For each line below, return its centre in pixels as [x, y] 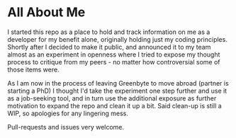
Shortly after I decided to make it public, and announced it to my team [109, 47]
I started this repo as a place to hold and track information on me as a [109, 32]
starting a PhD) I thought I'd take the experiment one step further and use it [117, 91]
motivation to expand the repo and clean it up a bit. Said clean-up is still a [114, 105]
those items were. [33, 69]
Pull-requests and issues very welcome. [66, 127]
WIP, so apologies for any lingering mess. [68, 113]
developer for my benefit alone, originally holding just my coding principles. [118, 39]
